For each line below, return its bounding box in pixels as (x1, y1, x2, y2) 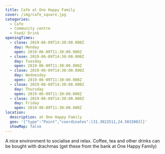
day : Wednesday (14, 73, 46, 78)
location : (5, 110, 26, 115)
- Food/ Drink (10, 31, 39, 36)
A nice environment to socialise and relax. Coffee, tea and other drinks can (5, 137, 160, 143)
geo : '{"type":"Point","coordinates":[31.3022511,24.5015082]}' (10, 119, 147, 124)
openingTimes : (5, 36, 35, 41)
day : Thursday (14, 86, 44, 92)
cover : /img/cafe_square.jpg (5, 12, 66, 17)
